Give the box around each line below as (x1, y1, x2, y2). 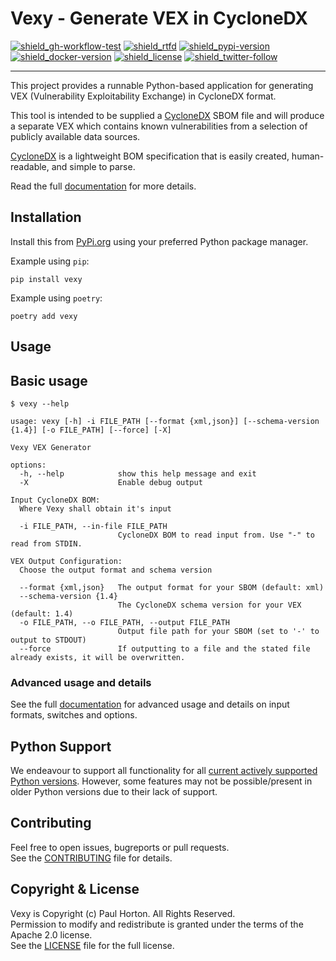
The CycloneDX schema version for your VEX (117, 600, 302, 610)
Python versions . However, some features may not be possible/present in (10, 775, 313, 787)
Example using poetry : (10, 292, 103, 304)
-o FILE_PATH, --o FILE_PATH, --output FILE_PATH (19, 617, 230, 627)
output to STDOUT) (10, 635, 87, 645)
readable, (10, 160, 50, 172)
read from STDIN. (10, 538, 83, 549)
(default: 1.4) (10, 608, 74, 619)
